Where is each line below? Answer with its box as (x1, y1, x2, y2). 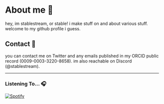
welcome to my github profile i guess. (5, 25, 81, 31)
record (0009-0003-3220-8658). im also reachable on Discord (5, 58, 132, 64)
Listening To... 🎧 (5, 80, 46, 87)
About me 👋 (5, 4, 54, 16)
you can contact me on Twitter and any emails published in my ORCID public (5, 53, 159, 59)
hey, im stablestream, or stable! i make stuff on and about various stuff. (5, 21, 148, 26)
